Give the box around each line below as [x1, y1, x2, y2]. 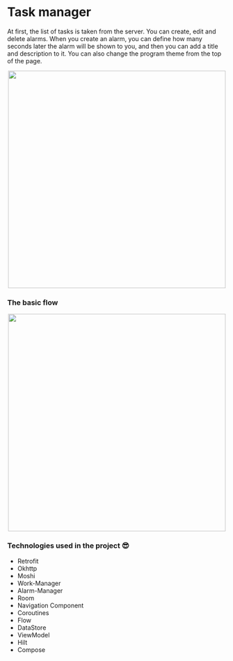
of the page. [7, 56, 42, 65]
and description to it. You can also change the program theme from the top [7, 49, 222, 58]
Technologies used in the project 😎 [7, 541, 130, 550]
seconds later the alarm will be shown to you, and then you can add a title [7, 42, 218, 50]
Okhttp [17, 564, 38, 573]
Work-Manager [17, 579, 61, 587]
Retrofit [17, 557, 39, 565]
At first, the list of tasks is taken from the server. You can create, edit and [7, 27, 217, 35]
